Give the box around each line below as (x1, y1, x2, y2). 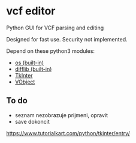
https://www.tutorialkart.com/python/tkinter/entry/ (6, 129, 130, 136)
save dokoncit (14, 118, 50, 125)
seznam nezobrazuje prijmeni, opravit (14, 111, 108, 118)
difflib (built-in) (14, 65, 52, 73)
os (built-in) (14, 59, 44, 66)
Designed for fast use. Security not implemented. (6, 35, 128, 43)
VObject (14, 78, 35, 85)
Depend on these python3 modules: (6, 47, 95, 55)
